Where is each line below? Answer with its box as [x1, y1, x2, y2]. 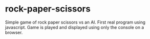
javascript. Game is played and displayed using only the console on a [5, 24, 144, 30]
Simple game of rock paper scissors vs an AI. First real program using [5, 19, 146, 25]
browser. [5, 29, 23, 35]
